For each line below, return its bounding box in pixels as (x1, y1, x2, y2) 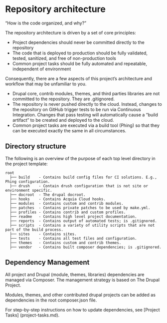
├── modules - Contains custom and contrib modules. (9, 201, 124, 206)
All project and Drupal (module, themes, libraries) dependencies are (5, 271, 145, 278)
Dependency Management (5, 258, 90, 267)
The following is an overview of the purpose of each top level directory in (5, 155, 156, 161)
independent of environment (12, 66, 71, 72)
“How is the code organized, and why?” (5, 20, 86, 26)
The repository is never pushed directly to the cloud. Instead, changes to (12, 101, 162, 107)
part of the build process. (5, 227, 64, 232)
